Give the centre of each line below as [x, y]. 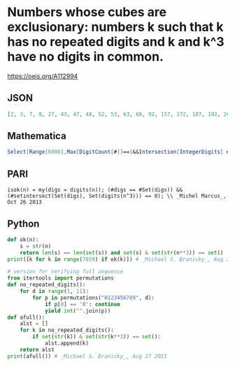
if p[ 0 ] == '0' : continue [82, 304]
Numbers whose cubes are [87, 12]
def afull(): [26, 317]
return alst [37, 350]
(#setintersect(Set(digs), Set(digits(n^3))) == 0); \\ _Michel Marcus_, [117, 196]
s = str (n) [36, 246]
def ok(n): [23, 239]
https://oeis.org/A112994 [43, 76]
